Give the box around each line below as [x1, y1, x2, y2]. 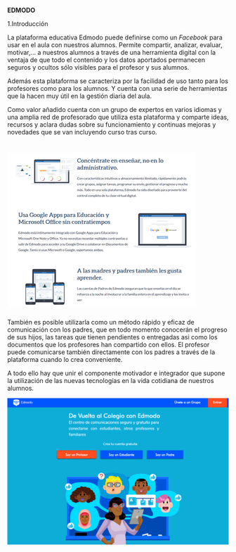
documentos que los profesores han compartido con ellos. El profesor [7, 340, 210, 349]
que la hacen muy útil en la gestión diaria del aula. [7, 92, 152, 100]
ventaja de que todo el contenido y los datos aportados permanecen [7, 56, 206, 64]
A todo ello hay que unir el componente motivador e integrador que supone [7, 369, 225, 377]
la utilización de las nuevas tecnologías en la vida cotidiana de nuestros [7, 376, 214, 384]
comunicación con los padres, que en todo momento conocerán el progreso [7, 325, 228, 334]
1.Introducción [7, 20, 48, 27]
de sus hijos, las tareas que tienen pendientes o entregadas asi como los [7, 332, 218, 341]
